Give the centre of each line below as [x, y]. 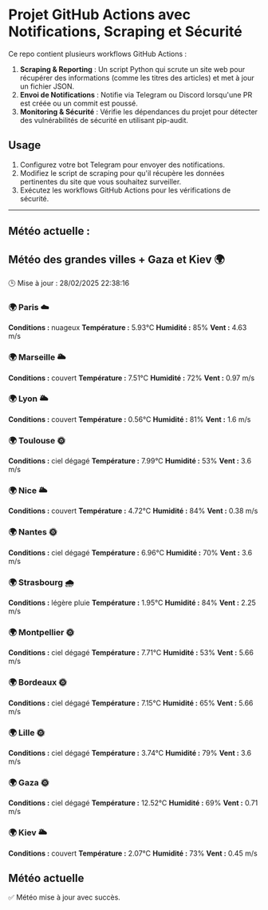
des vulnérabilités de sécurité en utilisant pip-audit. [104, 120]
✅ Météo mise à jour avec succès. [65, 897]
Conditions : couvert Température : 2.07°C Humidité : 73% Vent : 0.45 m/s [133, 853]
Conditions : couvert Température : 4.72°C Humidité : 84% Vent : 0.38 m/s [133, 511]
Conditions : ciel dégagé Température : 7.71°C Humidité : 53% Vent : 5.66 [131, 653]
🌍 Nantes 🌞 [33, 532]
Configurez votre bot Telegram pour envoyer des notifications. [122, 165]
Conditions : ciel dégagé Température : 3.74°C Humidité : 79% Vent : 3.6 [130, 753]
